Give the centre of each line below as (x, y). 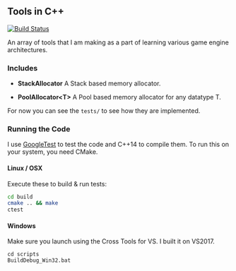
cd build (20, 197)
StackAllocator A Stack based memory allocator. (89, 83)
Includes (23, 68)
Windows (22, 226)
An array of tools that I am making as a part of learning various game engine (118, 42)
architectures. (28, 49)
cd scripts (23, 254)
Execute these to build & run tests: (57, 183)
